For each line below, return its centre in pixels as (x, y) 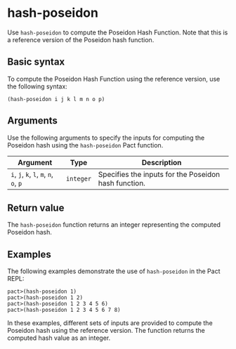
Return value (36, 208)
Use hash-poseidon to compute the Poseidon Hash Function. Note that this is (118, 32)
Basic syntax (36, 62)
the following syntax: (38, 86)
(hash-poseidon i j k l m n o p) (56, 99)
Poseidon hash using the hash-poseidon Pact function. (85, 145)
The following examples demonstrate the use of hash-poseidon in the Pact (114, 271)
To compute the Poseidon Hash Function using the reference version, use (114, 79)
